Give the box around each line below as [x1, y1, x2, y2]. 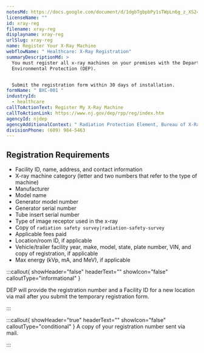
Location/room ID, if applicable [15, 237, 92, 244]
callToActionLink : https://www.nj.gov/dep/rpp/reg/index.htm [6, 110, 165, 116]
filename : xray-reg [6, 26, 56, 32]
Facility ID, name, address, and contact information [15, 166, 143, 173]
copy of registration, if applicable [15, 250, 98, 257]
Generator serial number [15, 204, 77, 212]
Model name [15, 192, 47, 199]
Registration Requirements [6, 150, 110, 160]
